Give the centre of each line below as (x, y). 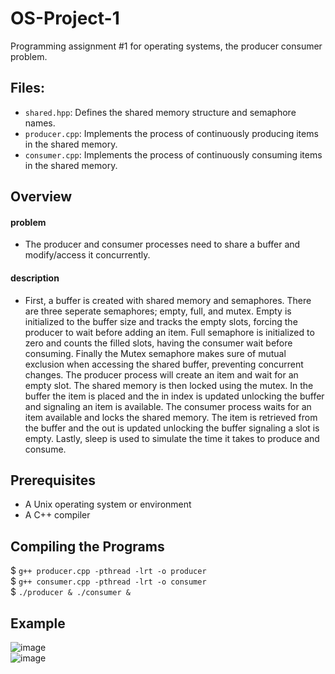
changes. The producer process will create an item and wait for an (161, 374)
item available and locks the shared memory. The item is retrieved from (171, 417)
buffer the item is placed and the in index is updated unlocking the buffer (174, 396)
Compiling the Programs (87, 546)
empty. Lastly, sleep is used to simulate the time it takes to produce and (172, 438)
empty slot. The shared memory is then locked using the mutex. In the (169, 385)
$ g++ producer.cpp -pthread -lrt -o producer (108, 571)
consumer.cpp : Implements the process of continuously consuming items (173, 154)
